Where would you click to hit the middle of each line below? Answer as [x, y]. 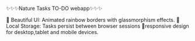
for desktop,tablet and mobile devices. [52, 32]
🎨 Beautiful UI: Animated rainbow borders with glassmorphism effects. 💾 [93, 20]
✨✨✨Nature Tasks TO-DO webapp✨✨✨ [54, 8]
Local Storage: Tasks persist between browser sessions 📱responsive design [98, 26]
